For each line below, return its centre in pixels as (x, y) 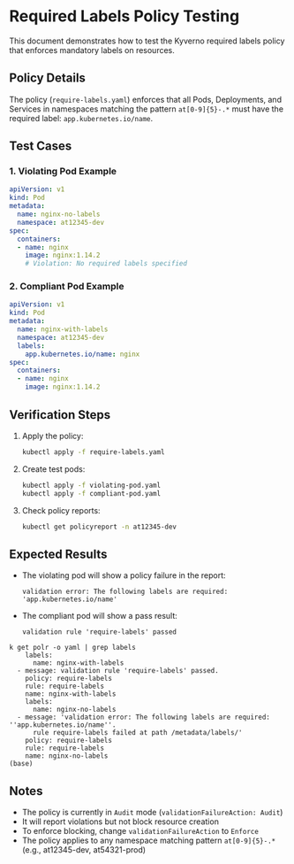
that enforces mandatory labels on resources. (92, 50)
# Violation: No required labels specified (106, 264)
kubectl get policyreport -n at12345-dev (99, 527)
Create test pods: (53, 469)
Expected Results (58, 554)
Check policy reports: (61, 510)
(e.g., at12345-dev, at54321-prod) (84, 850)
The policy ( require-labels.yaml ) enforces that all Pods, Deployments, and (146, 99)
